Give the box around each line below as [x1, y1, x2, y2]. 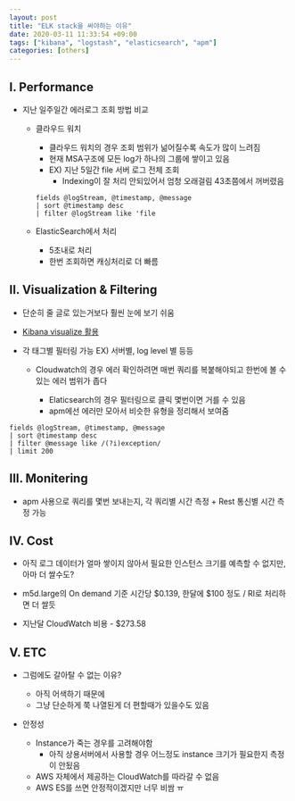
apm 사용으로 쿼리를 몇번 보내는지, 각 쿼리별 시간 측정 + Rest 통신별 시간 [21, 496, 275, 506]
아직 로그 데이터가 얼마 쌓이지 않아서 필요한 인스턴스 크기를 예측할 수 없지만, [21, 558, 287, 569]
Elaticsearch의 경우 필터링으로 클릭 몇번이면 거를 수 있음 [48, 394, 247, 405]
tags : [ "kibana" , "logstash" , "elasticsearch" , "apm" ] [9, 38, 217, 47]
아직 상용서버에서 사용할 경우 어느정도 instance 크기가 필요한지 [48, 749, 269, 760]
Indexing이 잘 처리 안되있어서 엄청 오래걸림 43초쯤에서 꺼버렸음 [61, 175, 285, 186]
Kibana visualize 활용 [21, 326, 100, 337]
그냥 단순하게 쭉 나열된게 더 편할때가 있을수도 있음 [35, 700, 209, 711]
